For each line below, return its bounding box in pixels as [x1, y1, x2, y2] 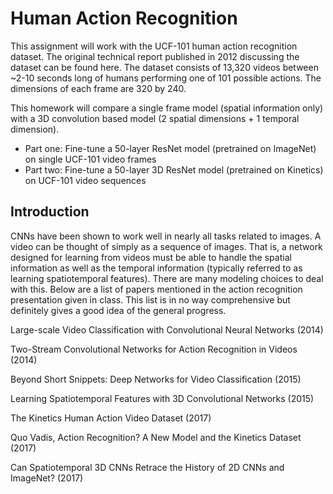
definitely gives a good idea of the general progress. [10, 304, 227, 316]
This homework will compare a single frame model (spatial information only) [10, 102, 324, 114]
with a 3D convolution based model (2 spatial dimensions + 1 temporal [10, 112, 300, 124]
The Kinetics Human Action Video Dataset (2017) [10, 412, 212, 424]
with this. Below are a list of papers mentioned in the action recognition [10, 283, 303, 295]
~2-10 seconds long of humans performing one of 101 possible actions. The [10, 72, 322, 84]
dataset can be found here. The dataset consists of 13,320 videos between [10, 61, 319, 73]
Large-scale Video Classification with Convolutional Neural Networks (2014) [10, 323, 324, 336]
